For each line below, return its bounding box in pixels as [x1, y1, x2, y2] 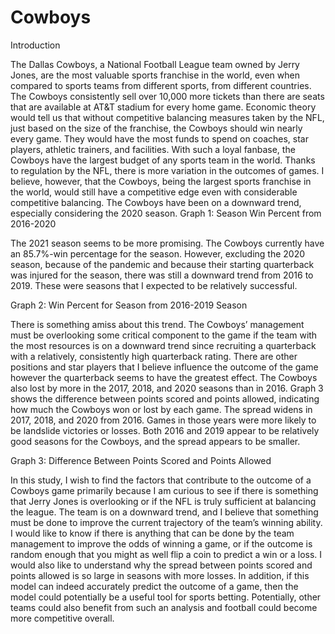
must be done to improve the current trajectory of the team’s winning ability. [10, 516, 323, 528]
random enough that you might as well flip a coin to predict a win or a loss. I [10, 548, 323, 560]
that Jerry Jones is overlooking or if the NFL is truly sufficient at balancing [10, 495, 317, 507]
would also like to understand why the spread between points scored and [10, 559, 313, 571]
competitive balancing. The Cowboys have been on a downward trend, [10, 196, 302, 208]
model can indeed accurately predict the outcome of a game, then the [10, 580, 299, 592]
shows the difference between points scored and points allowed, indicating [10, 392, 320, 405]
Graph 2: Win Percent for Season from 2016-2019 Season [10, 299, 248, 311]
